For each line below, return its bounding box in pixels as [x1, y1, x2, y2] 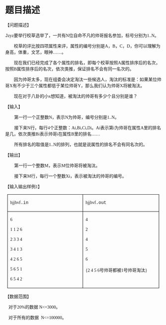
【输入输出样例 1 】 [5, 184, 42, 189]
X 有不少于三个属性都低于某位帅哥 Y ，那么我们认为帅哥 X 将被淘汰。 [9, 83, 145, 88]
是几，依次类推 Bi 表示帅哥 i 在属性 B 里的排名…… [5, 131, 101, 137]
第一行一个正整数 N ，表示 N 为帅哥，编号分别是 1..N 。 [14, 114, 119, 120]
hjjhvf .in [10, 200, 29, 206]
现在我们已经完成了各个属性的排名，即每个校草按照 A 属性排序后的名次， [14, 60, 161, 65]
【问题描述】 [5, 22, 31, 28]
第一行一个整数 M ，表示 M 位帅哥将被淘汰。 [14, 163, 100, 168]
